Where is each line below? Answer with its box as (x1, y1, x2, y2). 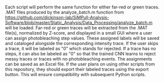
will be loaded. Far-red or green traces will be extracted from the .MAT (5, 25, 148, 31)
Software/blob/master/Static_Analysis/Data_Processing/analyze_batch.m (5, 20, 153, 25)
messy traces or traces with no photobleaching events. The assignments (5, 56, 152, 61)
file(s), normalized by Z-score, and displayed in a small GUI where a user (5, 30, 152, 36)
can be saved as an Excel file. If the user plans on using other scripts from (5, 61, 155, 67)
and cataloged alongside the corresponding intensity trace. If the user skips (5, 41, 159, 46)
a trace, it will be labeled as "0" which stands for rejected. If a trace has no (5, 46, 156, 51)
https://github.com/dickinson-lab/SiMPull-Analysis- (5, 15, 109, 20)
